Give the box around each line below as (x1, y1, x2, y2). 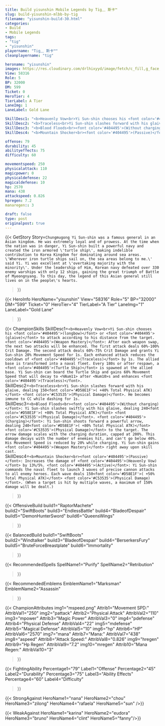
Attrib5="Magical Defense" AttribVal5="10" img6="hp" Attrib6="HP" (5, 626, 143, 632)
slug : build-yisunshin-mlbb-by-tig (5, 12, 78, 17)
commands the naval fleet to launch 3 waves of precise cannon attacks (5, 467, 155, 472)
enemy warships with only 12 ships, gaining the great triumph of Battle (5, 270, 160, 274)
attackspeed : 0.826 (5, 194, 45, 199)
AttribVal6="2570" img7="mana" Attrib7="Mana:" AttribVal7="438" (5, 631, 141, 637)
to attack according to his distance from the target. (40, 335, 155, 340)
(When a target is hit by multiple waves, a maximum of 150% (25, 480, 153, 485)
